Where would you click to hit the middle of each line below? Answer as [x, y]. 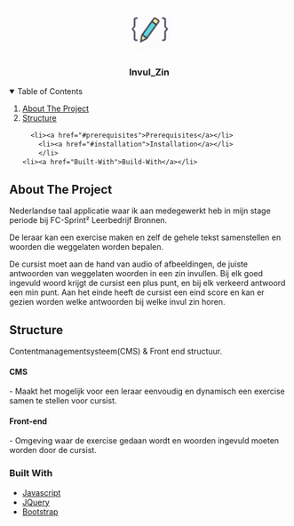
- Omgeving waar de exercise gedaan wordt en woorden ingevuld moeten [144, 441]
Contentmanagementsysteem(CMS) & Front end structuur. [116, 351]
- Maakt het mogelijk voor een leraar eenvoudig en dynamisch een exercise [147, 391]
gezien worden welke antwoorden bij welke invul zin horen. [117, 302]
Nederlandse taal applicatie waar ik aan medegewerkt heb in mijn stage [140, 211]
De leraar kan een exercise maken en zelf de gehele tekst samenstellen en [145, 237]
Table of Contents [50, 92]
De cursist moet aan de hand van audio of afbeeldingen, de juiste [129, 264]
